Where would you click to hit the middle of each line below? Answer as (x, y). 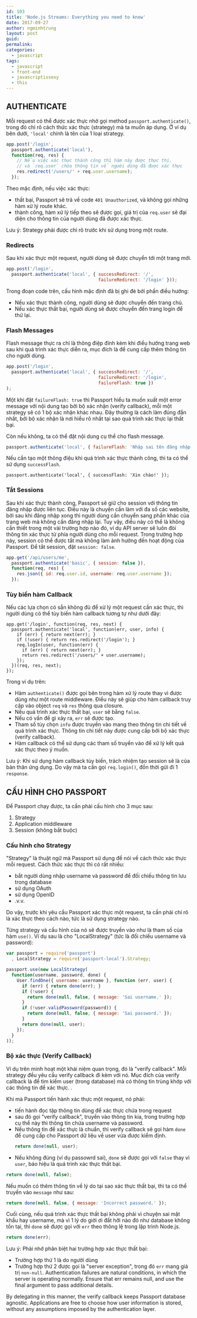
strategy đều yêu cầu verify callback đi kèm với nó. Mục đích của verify (93, 1075)
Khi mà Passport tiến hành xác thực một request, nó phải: (76, 1099)
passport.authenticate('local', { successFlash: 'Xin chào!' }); (88, 475)
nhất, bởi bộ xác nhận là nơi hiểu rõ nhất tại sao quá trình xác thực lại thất (95, 419)
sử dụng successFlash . (33, 464)
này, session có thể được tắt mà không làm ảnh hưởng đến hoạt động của (95, 541)
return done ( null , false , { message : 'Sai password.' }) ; (100, 1014)
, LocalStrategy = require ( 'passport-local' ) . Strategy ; (81, 959)
